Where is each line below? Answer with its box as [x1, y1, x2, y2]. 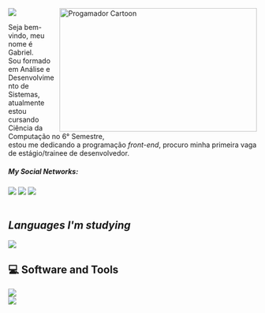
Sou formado [8, 56, 51, 66]
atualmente [8, 98, 45, 107]
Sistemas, [8, 90, 40, 99]
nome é [8, 40, 33, 48]
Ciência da [8, 123, 43, 133]
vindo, [8, 31, 29, 40]
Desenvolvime [8, 73, 55, 82]
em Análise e [8, 65, 50, 74]
